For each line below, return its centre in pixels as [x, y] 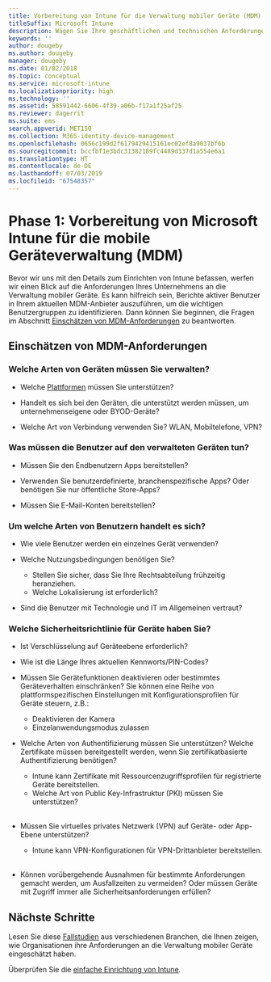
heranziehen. [54, 584]
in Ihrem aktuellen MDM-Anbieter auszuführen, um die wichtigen [116, 303]
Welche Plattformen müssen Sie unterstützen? [97, 387]
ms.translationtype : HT [48, 158]
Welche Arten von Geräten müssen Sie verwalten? [109, 369]
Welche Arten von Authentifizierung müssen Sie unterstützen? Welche [137, 744]
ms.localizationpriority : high [61, 91]
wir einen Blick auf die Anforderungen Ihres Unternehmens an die [117, 286]
